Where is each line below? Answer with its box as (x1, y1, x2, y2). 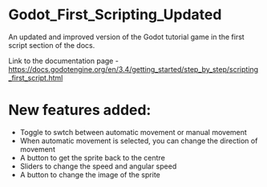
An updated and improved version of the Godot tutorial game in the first (8, 32, 245, 42)
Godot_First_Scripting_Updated (8, 6, 222, 24)
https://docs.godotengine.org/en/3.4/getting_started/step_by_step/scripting (8, 64, 259, 74)
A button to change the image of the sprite (19, 169, 160, 179)
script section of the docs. (8, 40, 95, 50)
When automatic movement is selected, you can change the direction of (19, 136, 258, 145)
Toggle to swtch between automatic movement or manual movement (19, 127, 247, 137)
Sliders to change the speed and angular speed (19, 161, 177, 171)
